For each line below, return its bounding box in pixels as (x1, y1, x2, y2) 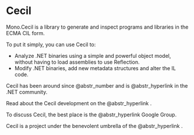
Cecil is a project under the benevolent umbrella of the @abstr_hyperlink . (6, 122, 183, 129)
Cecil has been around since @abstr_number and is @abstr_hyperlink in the (6, 82, 188, 89)
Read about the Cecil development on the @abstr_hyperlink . (6, 99, 152, 106)
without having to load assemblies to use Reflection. (14, 58, 140, 65)
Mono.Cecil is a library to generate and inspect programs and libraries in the (6, 23, 189, 30)
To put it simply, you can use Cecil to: (6, 41, 96, 48)
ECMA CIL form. (6, 29, 45, 36)
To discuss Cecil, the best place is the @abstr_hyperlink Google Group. (6, 111, 177, 118)
